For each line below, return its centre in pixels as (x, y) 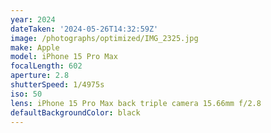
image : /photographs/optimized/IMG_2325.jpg (104, 38)
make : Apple (35, 47)
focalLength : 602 (46, 66)
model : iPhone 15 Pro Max (64, 57)
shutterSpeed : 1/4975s (57, 85)
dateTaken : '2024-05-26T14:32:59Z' (84, 29)
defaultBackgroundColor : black (75, 112)
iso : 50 (26, 94)
